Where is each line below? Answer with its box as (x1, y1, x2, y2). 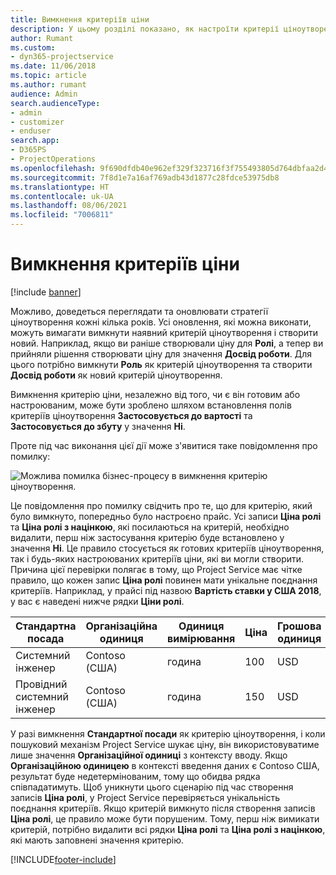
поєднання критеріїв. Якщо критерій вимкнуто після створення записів (10, 802, 316, 814)
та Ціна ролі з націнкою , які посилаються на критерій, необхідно (10, 521, 290, 533)
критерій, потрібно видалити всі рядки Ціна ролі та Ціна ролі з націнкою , (10, 823, 326, 835)
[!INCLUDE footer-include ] (10, 853, 117, 865)
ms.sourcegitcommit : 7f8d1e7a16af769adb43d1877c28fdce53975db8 (10, 172, 280, 183)
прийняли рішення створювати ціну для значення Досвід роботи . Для (10, 347, 313, 360)
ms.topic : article (10, 71, 87, 81)
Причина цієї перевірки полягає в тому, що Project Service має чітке (10, 563, 303, 575)
